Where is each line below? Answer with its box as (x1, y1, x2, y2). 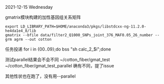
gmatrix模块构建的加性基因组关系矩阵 (5, 14, 81, 20)
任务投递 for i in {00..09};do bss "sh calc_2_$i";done (5, 46, 111, 52)
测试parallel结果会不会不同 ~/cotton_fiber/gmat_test (5, 56, 110, 62)
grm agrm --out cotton (5, 37, 52, 42)
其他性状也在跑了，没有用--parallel (5, 73, 76, 79)
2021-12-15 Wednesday (5, 4, 53, 10)
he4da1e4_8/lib (5, 28, 36, 33)
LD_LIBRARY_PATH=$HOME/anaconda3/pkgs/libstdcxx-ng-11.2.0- (20, 24, 147, 29)
